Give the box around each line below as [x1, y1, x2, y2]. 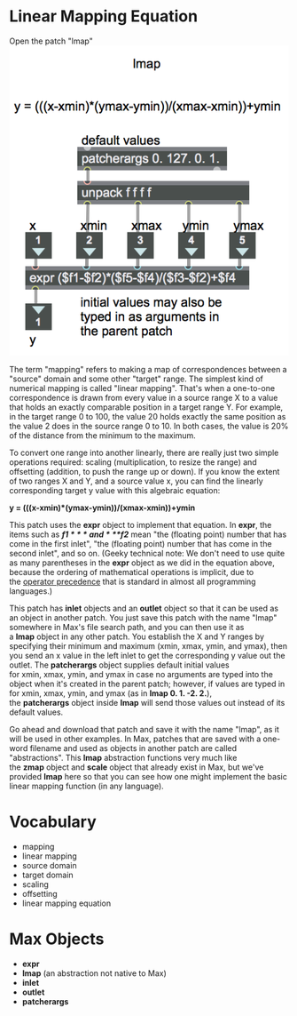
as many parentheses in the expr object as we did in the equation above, [9, 557, 275, 568]
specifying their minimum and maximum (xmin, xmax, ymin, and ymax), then [9, 640, 288, 651]
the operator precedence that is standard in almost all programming [9, 576, 256, 587]
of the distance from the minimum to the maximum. [9, 429, 197, 441]
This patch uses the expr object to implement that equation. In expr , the [9, 519, 272, 530]
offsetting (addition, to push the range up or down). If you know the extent [9, 466, 280, 476]
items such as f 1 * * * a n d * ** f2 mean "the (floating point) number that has [9, 529, 287, 540]
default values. [9, 707, 64, 717]
